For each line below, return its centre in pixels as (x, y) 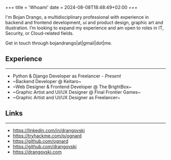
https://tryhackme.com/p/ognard (47, 136)
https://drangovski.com (37, 152)
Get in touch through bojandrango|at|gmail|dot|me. (59, 43)
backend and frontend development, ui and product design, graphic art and (84, 23)
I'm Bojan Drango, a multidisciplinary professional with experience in (77, 17)
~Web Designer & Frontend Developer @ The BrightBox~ (72, 87)
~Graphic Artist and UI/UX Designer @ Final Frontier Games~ (77, 92)
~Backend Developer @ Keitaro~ (47, 81)
